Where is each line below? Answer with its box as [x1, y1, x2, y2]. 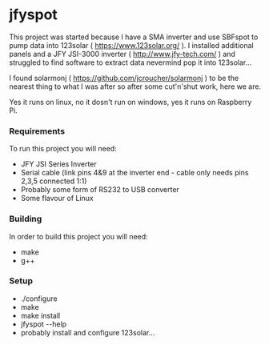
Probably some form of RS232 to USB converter [20, 185, 179, 195]
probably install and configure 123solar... [20, 327, 155, 337]
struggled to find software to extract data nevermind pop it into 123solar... [9, 58, 252, 67]
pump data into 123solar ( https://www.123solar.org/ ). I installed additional [9, 40, 255, 50]
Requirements [9, 126, 66, 137]
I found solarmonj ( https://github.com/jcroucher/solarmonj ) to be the [9, 73, 239, 82]
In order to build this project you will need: [9, 231, 148, 241]
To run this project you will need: [9, 144, 117, 154]
